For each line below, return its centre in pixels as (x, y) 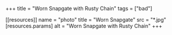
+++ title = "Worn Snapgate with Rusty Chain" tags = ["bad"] (79, 8)
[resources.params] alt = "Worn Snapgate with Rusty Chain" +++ (84, 26)
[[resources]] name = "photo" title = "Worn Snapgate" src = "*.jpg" (86, 20)
